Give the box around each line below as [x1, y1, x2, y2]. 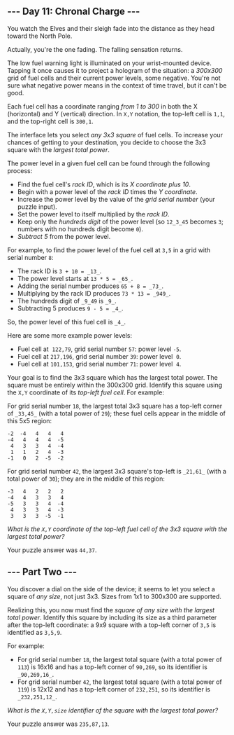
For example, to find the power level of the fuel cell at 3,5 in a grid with [7, 245, 211, 254]
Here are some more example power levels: [7, 331, 133, 339]
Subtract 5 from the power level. [17, 232, 111, 240]
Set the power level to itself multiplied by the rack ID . [17, 209, 170, 218]
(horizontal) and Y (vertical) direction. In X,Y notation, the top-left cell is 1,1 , [7, 109, 226, 118]
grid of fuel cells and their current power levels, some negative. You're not [7, 74, 221, 82]
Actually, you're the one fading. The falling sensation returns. [7, 45, 183, 53]
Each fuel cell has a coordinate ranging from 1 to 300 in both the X [7, 102, 198, 111]
